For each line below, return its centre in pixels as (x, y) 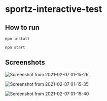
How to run (22, 27)
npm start (15, 48)
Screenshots (25, 63)
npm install (17, 39)
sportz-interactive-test (53, 9)
